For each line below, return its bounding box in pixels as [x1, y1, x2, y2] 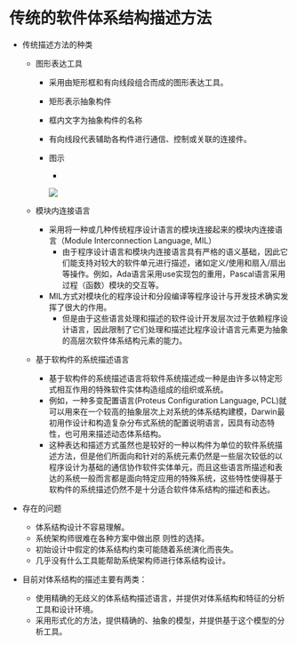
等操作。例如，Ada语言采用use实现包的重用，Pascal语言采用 [61, 268, 286, 279]
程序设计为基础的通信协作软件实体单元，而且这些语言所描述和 [48, 461, 276, 472]
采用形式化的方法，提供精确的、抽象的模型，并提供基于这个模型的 [35, 615, 277, 625]
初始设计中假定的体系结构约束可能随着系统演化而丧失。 [35, 544, 238, 554]
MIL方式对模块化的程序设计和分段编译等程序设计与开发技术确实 [48, 291, 281, 301]
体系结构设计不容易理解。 [35, 522, 130, 532]
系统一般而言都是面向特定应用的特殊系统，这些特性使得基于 [64, 473, 283, 483]
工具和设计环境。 [35, 603, 99, 614]
